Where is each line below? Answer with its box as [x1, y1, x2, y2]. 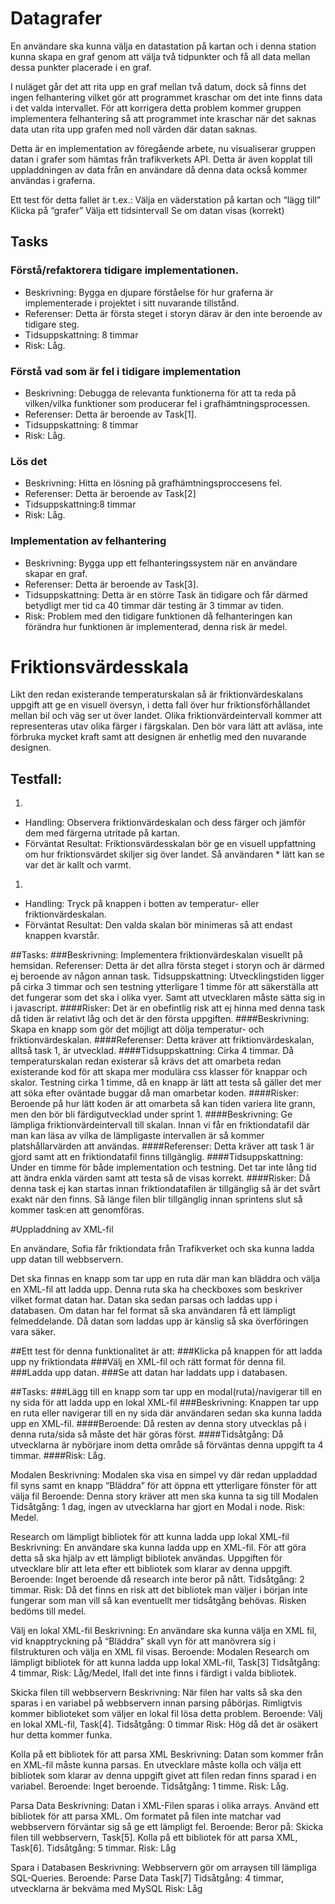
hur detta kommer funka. [10, 1729, 113, 1741]
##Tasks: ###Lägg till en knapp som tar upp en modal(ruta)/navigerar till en [10, 1386, 323, 1398]
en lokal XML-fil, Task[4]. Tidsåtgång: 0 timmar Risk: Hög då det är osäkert [10, 1718, 318, 1731]
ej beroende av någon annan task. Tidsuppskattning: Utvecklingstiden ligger [10, 970, 325, 982]
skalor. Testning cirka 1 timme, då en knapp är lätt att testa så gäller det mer [10, 1077, 322, 1089]
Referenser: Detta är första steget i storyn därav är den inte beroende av [24, 307, 323, 319]
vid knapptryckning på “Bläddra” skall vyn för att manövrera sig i [10, 1635, 277, 1647]
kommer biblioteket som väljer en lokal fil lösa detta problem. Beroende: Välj [10, 1708, 323, 1720]
